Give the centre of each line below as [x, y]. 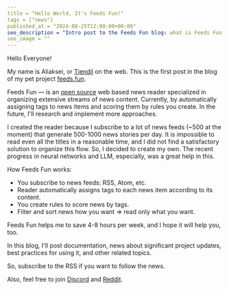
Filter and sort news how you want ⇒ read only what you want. [106, 212]
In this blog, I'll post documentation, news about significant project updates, [114, 246]
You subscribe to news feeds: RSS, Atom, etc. [82, 183]
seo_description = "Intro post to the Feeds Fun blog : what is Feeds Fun [115, 32]
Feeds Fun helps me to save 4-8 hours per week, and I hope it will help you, [114, 225]
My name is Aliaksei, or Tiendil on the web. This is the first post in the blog [112, 72]
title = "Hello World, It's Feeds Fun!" [66, 13]
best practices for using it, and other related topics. [80, 253]
